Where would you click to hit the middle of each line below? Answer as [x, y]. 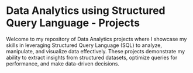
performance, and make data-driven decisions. [63, 63]
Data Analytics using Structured [86, 11]
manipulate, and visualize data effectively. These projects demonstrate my [96, 51]
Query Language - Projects [73, 23]
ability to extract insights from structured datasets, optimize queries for [92, 57]
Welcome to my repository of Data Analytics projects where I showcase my [96, 39]
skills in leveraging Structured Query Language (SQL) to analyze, [84, 45]
